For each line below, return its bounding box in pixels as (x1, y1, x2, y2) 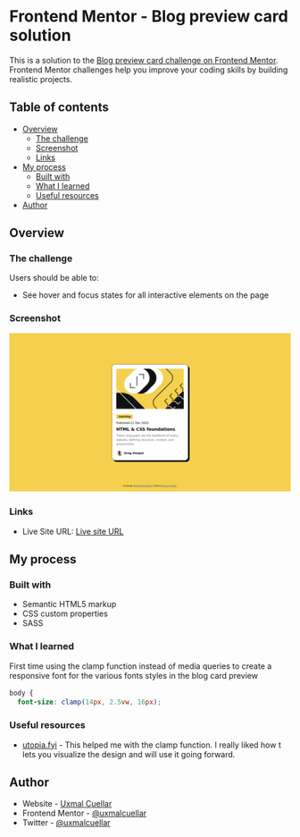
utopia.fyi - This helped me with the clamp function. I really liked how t (21, 740, 281, 750)
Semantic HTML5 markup (21, 599, 117, 610)
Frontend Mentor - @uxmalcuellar (21, 807, 147, 819)
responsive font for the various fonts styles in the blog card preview (9, 670, 259, 681)
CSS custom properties (21, 608, 109, 619)
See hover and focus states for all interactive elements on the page (21, 290, 270, 300)
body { (9, 689, 34, 697)
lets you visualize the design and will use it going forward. (21, 748, 236, 759)
